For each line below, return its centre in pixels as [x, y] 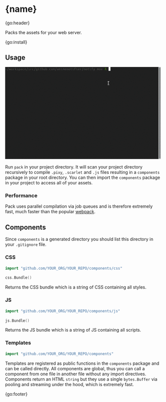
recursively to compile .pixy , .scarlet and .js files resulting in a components [83, 172]
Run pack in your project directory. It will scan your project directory [74, 167]
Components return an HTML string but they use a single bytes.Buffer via [81, 379]
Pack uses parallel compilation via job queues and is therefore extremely [79, 206]
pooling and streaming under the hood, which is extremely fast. [70, 384]
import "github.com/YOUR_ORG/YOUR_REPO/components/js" [63, 311]
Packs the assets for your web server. [44, 32]
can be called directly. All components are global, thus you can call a [75, 368]
